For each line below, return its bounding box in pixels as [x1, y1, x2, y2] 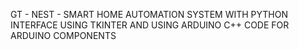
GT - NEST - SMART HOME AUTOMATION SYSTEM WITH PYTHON [10, 9, 289, 20]
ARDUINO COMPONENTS [10, 30, 117, 41]
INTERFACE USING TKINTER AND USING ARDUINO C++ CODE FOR [10, 19, 290, 31]
